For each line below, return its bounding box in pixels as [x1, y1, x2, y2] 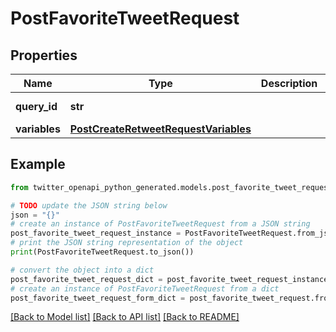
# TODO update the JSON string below [10, 200, 168, 211]
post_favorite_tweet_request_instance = [10, 228, 182, 239]
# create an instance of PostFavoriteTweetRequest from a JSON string [10, 219, 311, 229]
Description [260, 77, 318, 90]
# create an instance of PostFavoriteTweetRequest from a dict [10, 283, 280, 294]
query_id [15, 100, 58, 113]
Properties [10, 47, 78, 64]
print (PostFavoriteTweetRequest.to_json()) [10, 247, 195, 257]
